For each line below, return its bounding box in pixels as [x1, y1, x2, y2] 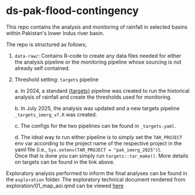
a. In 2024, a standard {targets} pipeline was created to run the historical [14, 87, 190, 94]
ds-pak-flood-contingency [6, 4, 139, 18]
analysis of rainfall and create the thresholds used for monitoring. [14, 93, 172, 100]
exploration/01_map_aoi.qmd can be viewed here [6, 182, 124, 189]
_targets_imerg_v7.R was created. [14, 111, 97, 118]
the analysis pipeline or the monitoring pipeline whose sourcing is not [14, 58, 182, 65]
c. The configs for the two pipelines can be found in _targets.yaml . [14, 122, 176, 129]
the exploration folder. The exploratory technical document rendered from [6, 176, 186, 183]
